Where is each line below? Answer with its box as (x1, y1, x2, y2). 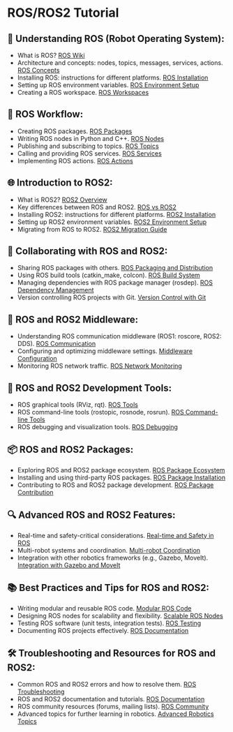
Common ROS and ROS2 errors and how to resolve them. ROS (17, 680, 197, 689)
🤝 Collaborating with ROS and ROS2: (7, 246, 168, 257)
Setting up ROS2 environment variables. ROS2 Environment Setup (17, 218, 207, 226)
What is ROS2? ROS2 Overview (17, 195, 108, 204)
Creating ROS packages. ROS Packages (17, 127, 133, 135)
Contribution (17, 488, 54, 496)
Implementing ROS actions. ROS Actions (17, 156, 134, 165)
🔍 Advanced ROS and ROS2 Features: (7, 509, 176, 521)
